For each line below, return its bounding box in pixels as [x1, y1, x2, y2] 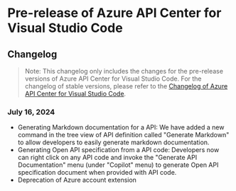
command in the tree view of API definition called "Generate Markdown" [17, 131, 230, 139]
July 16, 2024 [7, 107, 55, 117]
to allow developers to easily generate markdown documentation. [17, 138, 210, 146]
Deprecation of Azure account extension [17, 175, 137, 185]
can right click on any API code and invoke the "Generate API [17, 154, 198, 162]
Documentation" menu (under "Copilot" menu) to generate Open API [17, 161, 219, 169]
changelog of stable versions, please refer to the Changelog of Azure [24, 82, 228, 90]
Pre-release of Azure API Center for [7, 5, 222, 21]
